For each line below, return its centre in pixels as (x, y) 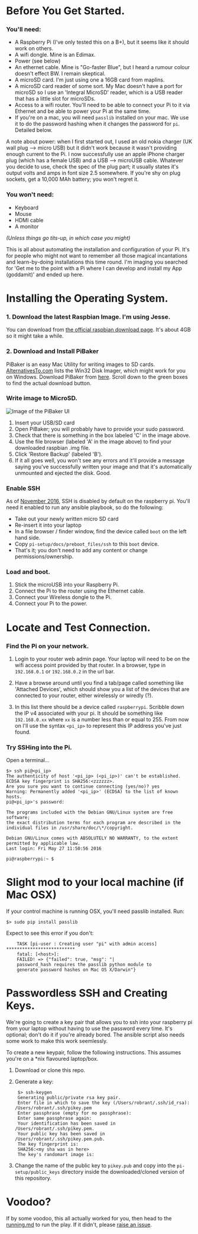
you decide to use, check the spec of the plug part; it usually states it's (92, 167)
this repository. (33, 1178)
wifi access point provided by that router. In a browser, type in (90, 665)
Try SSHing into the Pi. (39, 747)
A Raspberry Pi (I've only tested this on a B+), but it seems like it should (102, 42)
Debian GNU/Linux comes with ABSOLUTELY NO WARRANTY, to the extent (92, 838)
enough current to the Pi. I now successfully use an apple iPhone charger (95, 154)
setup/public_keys (37, 1173)
